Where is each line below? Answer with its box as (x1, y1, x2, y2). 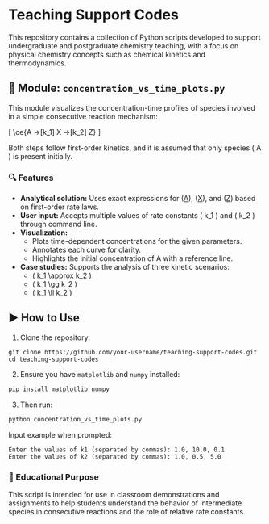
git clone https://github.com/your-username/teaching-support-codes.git (8, 348, 258, 356)
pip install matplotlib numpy (8, 385, 110, 393)
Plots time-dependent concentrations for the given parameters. (31, 237, 242, 246)
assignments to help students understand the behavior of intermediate (8, 498, 242, 508)
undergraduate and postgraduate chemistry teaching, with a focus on (8, 40, 239, 50)
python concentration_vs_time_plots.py (8, 415, 143, 423)
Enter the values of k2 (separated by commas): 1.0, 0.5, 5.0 (8, 452, 221, 461)
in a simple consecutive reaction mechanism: (8, 111, 159, 121)
